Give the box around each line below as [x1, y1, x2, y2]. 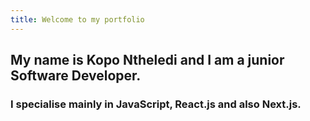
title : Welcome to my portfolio [10, 14, 145, 25]
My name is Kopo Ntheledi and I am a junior [10, 52, 285, 69]
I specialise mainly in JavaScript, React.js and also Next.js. [10, 97, 302, 111]
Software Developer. [10, 67, 142, 85]
